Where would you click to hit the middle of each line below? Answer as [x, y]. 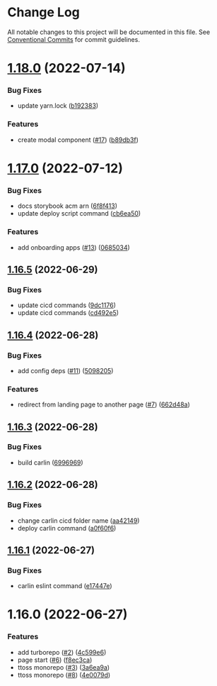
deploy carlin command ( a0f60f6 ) [67, 528]
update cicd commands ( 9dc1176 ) [67, 305]
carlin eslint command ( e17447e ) [65, 586]
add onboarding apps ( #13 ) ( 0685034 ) [74, 247]
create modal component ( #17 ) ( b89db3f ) [78, 140]
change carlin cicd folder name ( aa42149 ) [78, 520]
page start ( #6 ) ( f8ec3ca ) [55, 660]
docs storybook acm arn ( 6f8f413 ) [68, 206]
